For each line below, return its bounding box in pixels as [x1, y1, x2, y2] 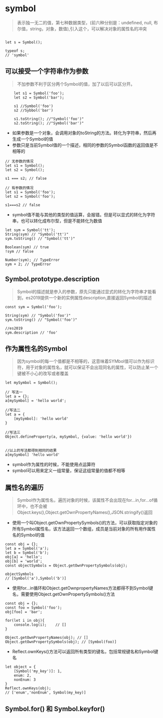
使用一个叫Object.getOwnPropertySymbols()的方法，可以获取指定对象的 [12, 520, 158, 526]
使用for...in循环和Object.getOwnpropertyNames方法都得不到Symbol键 [12, 585, 154, 591]
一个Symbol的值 [20, 136, 54, 142]
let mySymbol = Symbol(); [5, 380, 58, 385]
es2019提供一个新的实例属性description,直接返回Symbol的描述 [25, 295, 152, 300]
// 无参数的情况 [5, 159, 34, 164]
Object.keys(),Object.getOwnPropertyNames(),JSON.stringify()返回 [17, 509, 153, 515]
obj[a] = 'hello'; [5, 555, 42, 560]
